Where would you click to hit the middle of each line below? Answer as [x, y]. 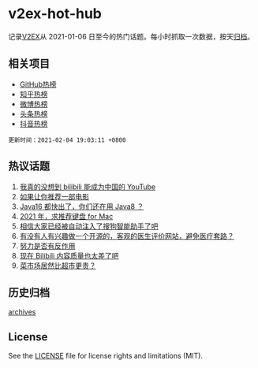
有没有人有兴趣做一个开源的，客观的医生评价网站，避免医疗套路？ [127, 236]
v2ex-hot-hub [55, 14]
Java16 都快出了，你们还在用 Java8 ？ [82, 206]
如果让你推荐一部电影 [54, 196]
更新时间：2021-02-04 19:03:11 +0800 [67, 140]
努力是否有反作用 [47, 246]
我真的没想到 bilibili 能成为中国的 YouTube [88, 187]
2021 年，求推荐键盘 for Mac [66, 216]
